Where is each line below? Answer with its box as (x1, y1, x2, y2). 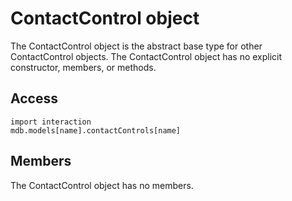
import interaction (10, 117, 92, 127)
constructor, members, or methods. (10, 61, 157, 73)
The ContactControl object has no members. (10, 179, 194, 191)
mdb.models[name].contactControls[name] (10, 125, 182, 136)
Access (10, 90, 58, 107)
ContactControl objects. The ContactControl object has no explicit (10, 50, 283, 62)
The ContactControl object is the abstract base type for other (10, 40, 263, 52)
